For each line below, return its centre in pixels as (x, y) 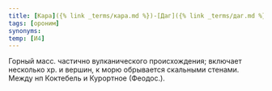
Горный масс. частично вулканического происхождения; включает (125, 61)
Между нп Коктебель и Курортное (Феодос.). (87, 78)
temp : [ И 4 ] (27, 38)
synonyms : (25, 31)
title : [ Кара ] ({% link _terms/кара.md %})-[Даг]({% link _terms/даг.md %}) (139, 16)
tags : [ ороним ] (34, 23)
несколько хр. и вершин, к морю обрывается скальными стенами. (124, 70)
